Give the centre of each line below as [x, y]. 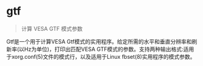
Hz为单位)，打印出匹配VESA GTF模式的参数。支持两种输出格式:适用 [109, 49]
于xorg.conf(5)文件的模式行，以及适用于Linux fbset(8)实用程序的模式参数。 [101, 56]
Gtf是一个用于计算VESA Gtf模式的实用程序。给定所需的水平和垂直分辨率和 [99, 41]
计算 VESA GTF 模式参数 [52, 28]
